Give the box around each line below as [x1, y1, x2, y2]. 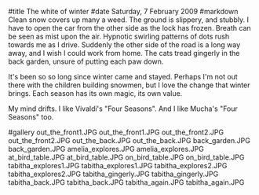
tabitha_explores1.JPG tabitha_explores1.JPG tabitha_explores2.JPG [8, 161, 228, 170]
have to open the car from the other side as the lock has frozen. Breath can [8, 24, 251, 32]
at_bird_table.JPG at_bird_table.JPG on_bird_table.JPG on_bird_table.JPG [8, 153, 245, 162]
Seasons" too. [8, 112, 54, 121]
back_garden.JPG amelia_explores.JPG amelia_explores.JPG [8, 145, 204, 153]
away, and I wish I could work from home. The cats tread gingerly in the [8, 49, 240, 57]
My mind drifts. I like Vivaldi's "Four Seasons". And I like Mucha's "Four [8, 104, 238, 113]
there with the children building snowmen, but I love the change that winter [8, 80, 250, 90]
